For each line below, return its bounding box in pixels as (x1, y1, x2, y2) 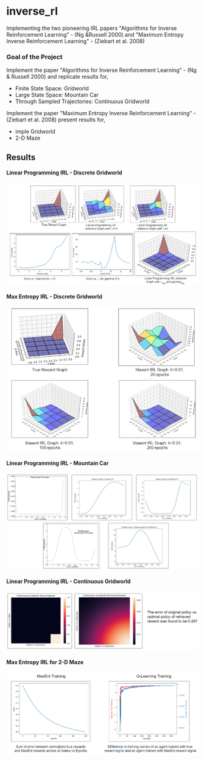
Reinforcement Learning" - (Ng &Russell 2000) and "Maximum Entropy (6, 30, 184, 38)
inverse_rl (6, 4, 58, 18)
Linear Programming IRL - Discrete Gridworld (6, 169, 123, 176)
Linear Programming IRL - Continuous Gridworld (6, 578, 131, 585)
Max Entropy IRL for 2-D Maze (6, 658, 84, 665)
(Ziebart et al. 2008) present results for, (6, 116, 105, 123)
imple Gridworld (15, 128, 56, 135)
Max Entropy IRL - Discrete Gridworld (6, 293, 102, 300)
